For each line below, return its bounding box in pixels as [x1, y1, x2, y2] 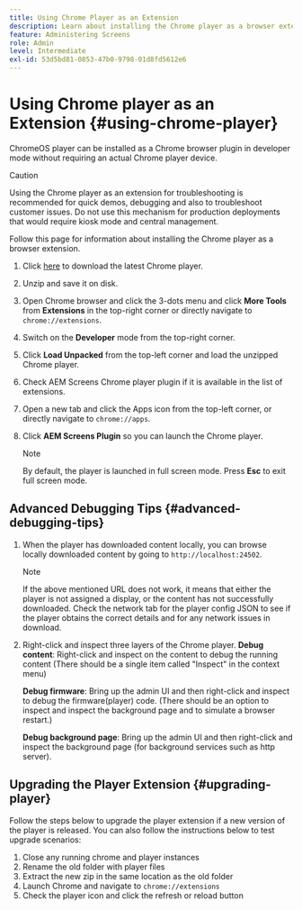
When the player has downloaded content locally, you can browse [22, 539, 267, 550]
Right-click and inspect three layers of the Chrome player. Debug [22, 639, 264, 650]
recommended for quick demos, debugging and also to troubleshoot [9, 196, 262, 207]
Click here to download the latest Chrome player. [22, 260, 204, 271]
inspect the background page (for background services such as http [22, 741, 276, 752]
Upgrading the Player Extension [9, 777, 191, 793]
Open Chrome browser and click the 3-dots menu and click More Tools [22, 295, 288, 306]
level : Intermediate [9, 47, 87, 56]
